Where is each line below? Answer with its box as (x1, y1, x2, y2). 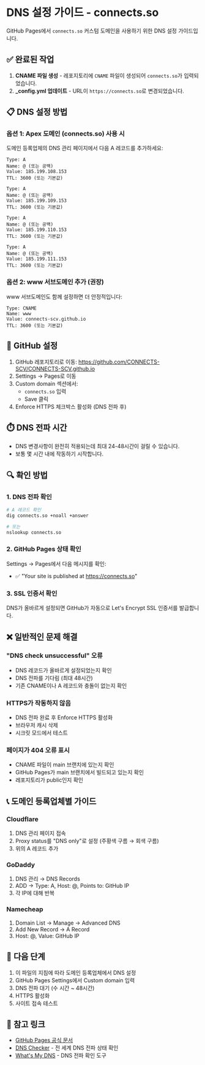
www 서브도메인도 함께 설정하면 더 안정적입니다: (6, 292, 122, 300)
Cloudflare (6, 815, 39, 823)
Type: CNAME (6, 305, 37, 311)
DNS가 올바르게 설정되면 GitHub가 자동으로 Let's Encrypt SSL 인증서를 (6, 605, 178, 612)
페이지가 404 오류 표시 (6, 746, 70, 755)
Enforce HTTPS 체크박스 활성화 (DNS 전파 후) (15, 403, 127, 410)
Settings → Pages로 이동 (15, 372, 76, 380)
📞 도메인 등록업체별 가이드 (6, 796, 97, 806)
